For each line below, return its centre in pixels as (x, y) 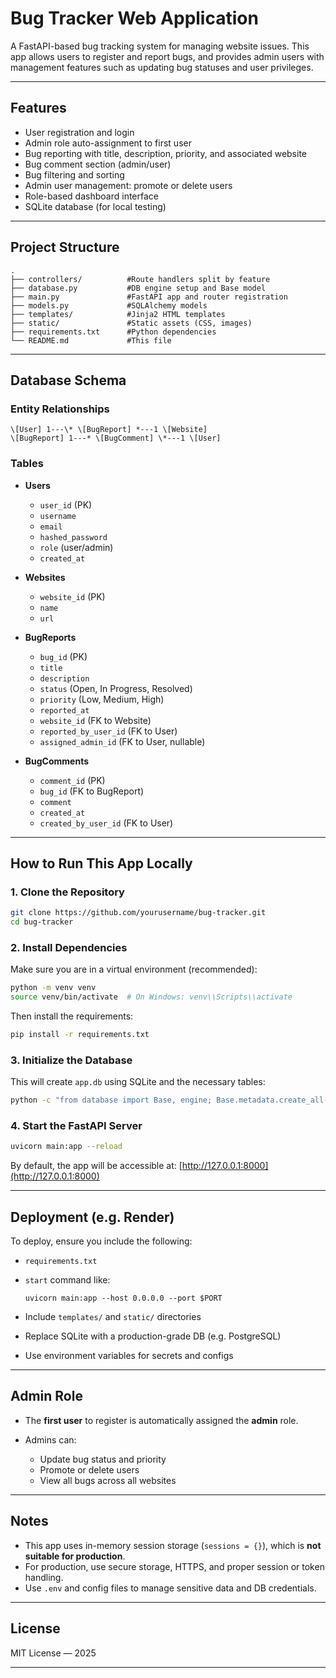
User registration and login (79, 132)
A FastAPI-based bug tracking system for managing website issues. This (160, 46)
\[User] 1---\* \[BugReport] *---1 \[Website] (109, 430)
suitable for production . (75, 1556)
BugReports (50, 637)
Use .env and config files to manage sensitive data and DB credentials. (170, 1588)
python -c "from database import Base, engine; (111, 1100)
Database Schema (68, 380)
